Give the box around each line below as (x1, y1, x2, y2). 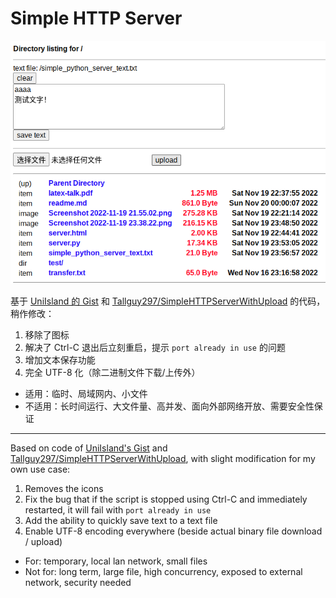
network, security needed (24, 576, 132, 588)
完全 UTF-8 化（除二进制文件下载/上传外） (24, 366, 201, 378)
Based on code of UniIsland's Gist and (10, 442, 168, 454)
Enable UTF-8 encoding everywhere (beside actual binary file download (24, 525, 323, 537)
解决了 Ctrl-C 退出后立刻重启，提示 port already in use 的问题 (24, 341, 286, 353)
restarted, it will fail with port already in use (24, 503, 212, 516)
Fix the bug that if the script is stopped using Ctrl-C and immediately (24, 493, 308, 505)
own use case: (10, 463, 71, 475)
